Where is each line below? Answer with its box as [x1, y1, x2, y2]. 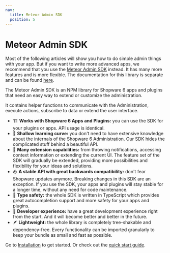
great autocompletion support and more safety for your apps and [12, 198, 149, 204]
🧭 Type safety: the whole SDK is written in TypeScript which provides [12, 192, 159, 198]
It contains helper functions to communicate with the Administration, [5, 102, 149, 108]
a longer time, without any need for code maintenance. [12, 186, 128, 193]
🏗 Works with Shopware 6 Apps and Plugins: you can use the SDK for [12, 118, 164, 124]
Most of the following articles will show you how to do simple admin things [5, 55, 161, 61]
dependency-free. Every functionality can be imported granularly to [12, 227, 155, 233]
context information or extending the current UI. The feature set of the [12, 152, 160, 158]
